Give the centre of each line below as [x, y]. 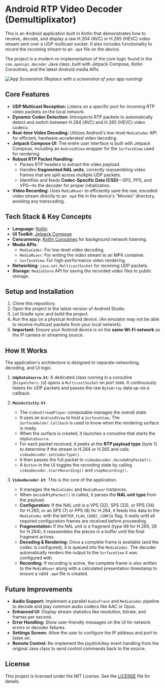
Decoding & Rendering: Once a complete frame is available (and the [89, 542]
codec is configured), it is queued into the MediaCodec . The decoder [88, 547]
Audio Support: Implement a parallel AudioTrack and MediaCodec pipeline [86, 601]
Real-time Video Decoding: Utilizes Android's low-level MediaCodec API [84, 133]
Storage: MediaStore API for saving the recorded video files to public [82, 270]
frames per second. [32, 617]
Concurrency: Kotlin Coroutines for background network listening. [80, 239]
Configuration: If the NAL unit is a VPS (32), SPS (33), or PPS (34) [87, 505]
